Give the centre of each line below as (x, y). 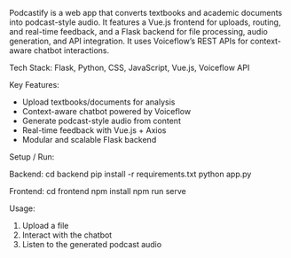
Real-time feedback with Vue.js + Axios (94, 130)
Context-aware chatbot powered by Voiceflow (106, 111)
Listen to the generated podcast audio (92, 244)
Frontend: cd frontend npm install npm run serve (98, 191)
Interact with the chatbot (67, 235)
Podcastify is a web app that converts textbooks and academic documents (145, 13)
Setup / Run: (32, 157)
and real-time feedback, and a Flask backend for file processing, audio (138, 31)
